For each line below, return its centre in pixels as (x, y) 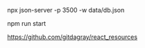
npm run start (27, 23)
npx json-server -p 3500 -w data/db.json (66, 10)
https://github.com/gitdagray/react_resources (72, 37)
